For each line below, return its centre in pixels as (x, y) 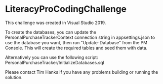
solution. (14, 77)
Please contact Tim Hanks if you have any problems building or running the (81, 72)
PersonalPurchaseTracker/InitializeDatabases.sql (55, 62)
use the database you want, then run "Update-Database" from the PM (76, 42)
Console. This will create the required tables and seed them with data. (76, 48)
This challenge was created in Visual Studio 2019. (56, 23)
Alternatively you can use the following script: (52, 57)
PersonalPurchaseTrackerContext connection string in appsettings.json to (80, 37)
